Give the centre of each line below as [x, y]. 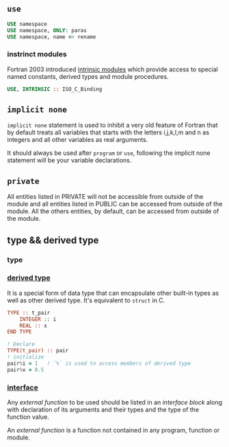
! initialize [26, 357]
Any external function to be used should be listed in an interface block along [115, 402]
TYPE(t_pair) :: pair [38, 351]
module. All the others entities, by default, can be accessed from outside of [113, 211]
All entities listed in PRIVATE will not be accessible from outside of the [105, 197]
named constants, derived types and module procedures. [88, 76]
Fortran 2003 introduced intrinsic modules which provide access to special [113, 69]
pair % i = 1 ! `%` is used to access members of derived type [99, 363]
